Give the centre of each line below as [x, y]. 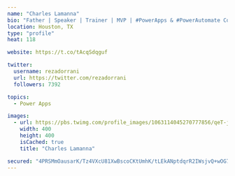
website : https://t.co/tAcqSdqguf [58, 52]
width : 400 [36, 129]
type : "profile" [31, 33]
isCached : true [42, 142]
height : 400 [37, 135]
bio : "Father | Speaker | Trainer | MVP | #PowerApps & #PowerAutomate [114, 20]
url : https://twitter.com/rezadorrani [70, 78]
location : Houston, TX [40, 27]
